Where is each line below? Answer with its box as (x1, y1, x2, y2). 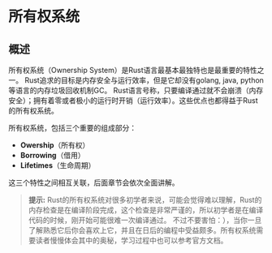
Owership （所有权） (19, 140, 90, 150)
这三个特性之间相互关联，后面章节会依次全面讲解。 (8, 178, 179, 187)
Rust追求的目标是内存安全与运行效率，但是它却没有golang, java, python (24, 75, 264, 85)
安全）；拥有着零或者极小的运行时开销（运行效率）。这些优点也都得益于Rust (8, 96, 258, 105)
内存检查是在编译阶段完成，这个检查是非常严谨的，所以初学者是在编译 (28, 205, 264, 215)
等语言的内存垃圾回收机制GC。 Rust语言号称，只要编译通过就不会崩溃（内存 (8, 86, 264, 95)
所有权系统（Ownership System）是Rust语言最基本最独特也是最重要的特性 (8, 66, 257, 75)
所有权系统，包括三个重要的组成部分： (8, 123, 136, 132)
